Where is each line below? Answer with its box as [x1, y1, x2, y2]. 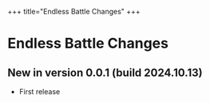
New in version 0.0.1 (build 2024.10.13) [7, 66, 203, 79]
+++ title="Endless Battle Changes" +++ [7, 7, 141, 16]
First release [18, 87, 61, 96]
